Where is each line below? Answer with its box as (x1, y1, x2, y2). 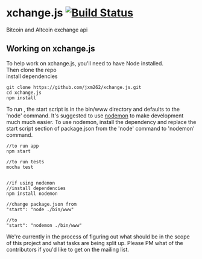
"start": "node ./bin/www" (6, 206, 74, 212)
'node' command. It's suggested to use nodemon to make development (6, 112, 184, 119)
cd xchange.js (6, 90, 42, 96)
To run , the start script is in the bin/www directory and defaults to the (6, 105, 180, 113)
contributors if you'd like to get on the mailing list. (6, 246, 130, 253)
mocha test (6, 164, 34, 170)
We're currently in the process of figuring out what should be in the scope (6, 233, 190, 240)
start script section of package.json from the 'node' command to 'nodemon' (6, 125, 195, 132)
